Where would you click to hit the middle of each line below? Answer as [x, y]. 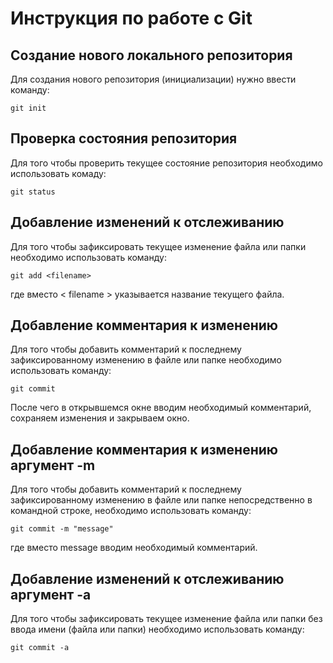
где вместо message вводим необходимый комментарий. [134, 548]
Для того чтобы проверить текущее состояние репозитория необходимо [166, 163]
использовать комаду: [58, 173]
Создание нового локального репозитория [151, 55]
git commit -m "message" [62, 529]
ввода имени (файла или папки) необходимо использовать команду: [157, 629]
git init [28, 108]
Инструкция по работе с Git [131, 18]
